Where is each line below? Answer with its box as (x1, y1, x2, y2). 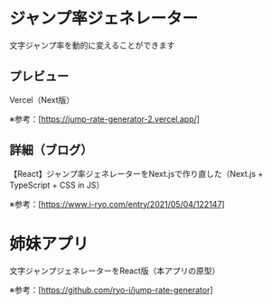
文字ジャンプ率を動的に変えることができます (9, 40, 175, 51)
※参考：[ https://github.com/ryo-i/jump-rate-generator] (9, 284, 214, 295)
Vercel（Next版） (9, 94, 75, 105)
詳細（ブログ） (9, 143, 93, 158)
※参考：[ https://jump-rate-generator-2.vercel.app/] (9, 114, 201, 124)
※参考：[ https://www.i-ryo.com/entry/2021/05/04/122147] (9, 198, 225, 209)
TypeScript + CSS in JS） (9, 180, 105, 190)
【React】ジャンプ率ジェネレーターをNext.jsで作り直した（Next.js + (9, 168, 264, 179)
